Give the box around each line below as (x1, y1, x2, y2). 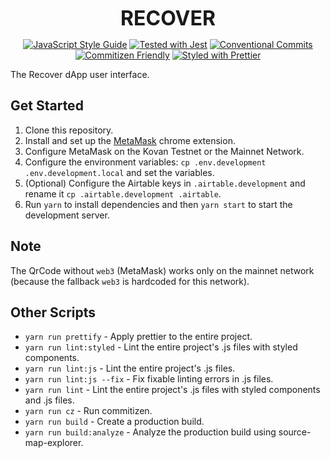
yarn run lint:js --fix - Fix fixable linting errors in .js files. (24, 373, 274, 385)
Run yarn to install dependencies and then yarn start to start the (24, 198, 293, 210)
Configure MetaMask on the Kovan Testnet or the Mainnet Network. (24, 145, 305, 157)
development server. (24, 209, 110, 221)
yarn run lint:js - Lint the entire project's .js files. (24, 362, 236, 375)
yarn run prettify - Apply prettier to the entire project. (24, 331, 253, 343)
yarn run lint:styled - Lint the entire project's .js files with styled (24, 341, 298, 353)
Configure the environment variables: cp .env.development (24, 156, 267, 168)
